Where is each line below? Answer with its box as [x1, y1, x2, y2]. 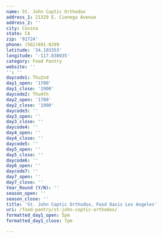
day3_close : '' [6, 119, 44, 125]
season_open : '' [6, 190, 46, 196]
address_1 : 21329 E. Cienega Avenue [6, 14, 96, 20]
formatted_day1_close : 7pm [6, 218, 73, 224]
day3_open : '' [6, 113, 41, 119]
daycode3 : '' [6, 108, 38, 114]
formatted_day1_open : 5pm [6, 213, 70, 218]
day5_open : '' [6, 146, 41, 152]
